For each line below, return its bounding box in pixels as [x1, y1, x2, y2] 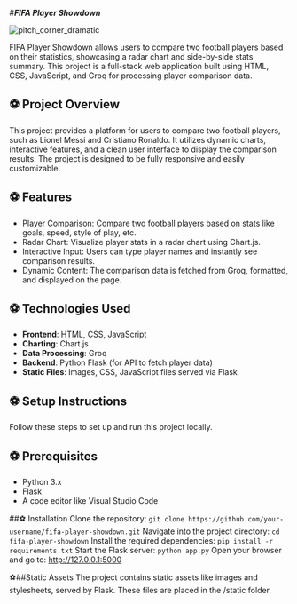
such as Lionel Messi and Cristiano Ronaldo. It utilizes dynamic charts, [9, 134, 266, 145]
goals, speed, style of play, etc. [21, 226, 137, 238]
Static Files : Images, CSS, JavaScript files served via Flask [21, 367, 238, 377]
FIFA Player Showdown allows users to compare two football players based [9, 42, 284, 52]
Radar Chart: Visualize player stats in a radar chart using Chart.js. [21, 236, 262, 247]
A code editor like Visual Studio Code [21, 496, 159, 506]
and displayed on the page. [21, 274, 122, 285]
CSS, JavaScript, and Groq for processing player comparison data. [9, 70, 253, 81]
